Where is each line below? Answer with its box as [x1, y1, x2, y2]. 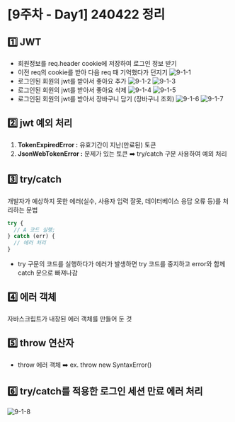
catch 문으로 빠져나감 [17, 268, 78, 277]
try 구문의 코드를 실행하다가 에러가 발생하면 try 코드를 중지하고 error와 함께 [17, 260, 226, 268]
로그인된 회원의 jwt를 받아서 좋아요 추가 [17, 77, 127, 85]
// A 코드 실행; [13, 226, 56, 234]
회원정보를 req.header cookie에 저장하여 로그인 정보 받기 [17, 59, 177, 67]
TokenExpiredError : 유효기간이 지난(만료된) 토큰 [17, 140, 156, 149]
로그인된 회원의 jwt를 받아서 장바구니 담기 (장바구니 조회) [17, 95, 175, 103]
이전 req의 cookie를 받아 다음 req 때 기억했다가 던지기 [17, 68, 168, 76]
